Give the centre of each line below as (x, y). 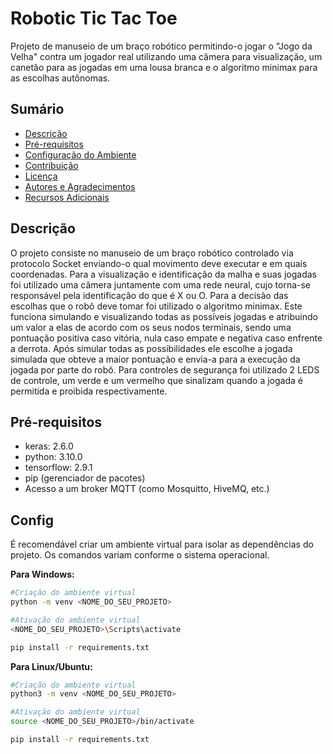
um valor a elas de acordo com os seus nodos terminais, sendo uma (151, 327)
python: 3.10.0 (53, 457)
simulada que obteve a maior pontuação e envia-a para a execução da (155, 359)
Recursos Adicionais (67, 197)
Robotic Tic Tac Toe (94, 18)
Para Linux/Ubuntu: (51, 666)
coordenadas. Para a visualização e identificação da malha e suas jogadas (163, 274)
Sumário (37, 109)
